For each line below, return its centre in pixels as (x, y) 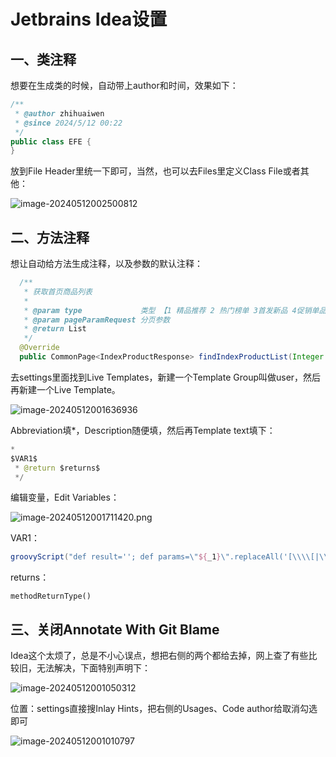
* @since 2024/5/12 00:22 (68, 123)
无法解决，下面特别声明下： (93, 668)
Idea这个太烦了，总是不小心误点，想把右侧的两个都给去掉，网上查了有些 (159, 656)
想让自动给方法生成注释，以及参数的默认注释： (106, 264)
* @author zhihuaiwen (59, 113)
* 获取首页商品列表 (58, 291)
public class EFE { (51, 141)
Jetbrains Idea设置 (89, 19)
